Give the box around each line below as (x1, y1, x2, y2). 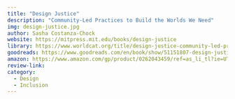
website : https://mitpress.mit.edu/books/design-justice (7, 36, 177, 43)
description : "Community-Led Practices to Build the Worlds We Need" (7, 17, 215, 24)
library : (7, 43, 33, 49)
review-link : (7, 62, 45, 69)
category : (7, 68, 36, 75)
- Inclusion (13, 82, 49, 89)
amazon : (7, 56, 30, 63)
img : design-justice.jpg (7, 23, 80, 30)
